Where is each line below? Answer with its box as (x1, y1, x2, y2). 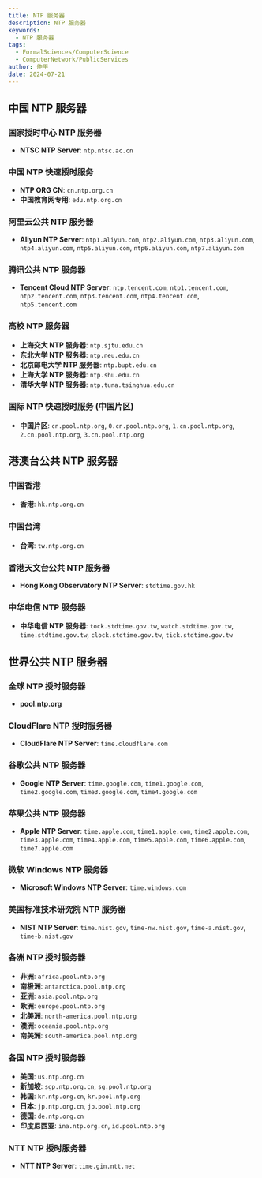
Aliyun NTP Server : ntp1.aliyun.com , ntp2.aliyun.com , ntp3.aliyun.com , (19, 234, 255, 244)
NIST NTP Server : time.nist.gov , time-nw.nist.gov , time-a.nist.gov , (19, 922, 246, 932)
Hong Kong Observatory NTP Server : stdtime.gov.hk (19, 581, 196, 591)
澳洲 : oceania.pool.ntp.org (19, 1020, 109, 1030)
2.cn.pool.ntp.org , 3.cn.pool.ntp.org (19, 430, 144, 439)
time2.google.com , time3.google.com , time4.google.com (19, 786, 198, 796)
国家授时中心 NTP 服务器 (8, 127, 102, 138)
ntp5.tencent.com (19, 301, 77, 309)
